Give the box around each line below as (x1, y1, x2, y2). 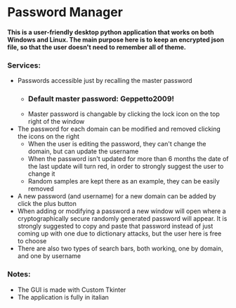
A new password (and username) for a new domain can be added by (17, 192, 216, 200)
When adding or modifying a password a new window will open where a (17, 207, 226, 215)
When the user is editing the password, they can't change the (27, 140, 206, 148)
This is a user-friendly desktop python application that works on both (7, 27, 214, 36)
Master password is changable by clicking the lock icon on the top (27, 110, 220, 118)
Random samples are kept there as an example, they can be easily (27, 177, 220, 186)
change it (27, 169, 55, 178)
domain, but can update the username (27, 147, 139, 155)
